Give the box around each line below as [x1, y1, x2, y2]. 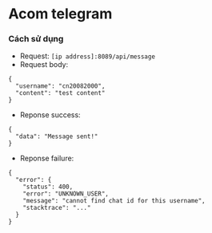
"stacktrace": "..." [22, 204, 91, 212]
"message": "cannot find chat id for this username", [22, 197, 206, 205]
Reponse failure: [19, 153, 74, 164]
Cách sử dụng [8, 34, 64, 45]
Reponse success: [19, 110, 82, 120]
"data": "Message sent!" [15, 132, 98, 140]
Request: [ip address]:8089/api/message [19, 51, 156, 61]
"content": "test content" [15, 89, 106, 97]
